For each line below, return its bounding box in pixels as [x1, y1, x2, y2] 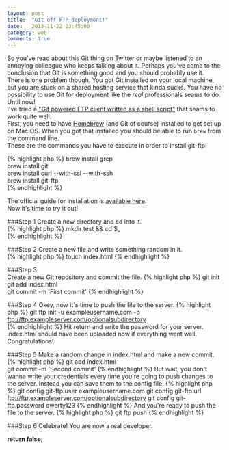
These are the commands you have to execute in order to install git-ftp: [7, 142, 207, 150]
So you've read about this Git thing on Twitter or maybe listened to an [7, 54, 203, 62]
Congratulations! [7, 337, 54, 345]
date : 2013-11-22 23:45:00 [7, 23, 90, 29]
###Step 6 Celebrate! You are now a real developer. [7, 422, 153, 430]
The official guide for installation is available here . [7, 197, 147, 205]
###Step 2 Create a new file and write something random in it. [7, 246, 183, 254]
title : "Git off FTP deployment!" [7, 16, 109, 23]
